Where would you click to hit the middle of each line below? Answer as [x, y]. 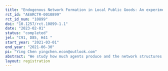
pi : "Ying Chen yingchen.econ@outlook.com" [51, 51]
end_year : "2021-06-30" [30, 47]
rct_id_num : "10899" [27, 19]
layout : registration [28, 61]
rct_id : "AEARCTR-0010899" [33, 14]
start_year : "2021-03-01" [32, 42]
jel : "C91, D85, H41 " [29, 38]
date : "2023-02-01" [25, 28]
